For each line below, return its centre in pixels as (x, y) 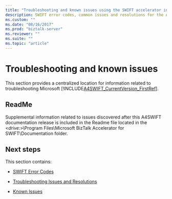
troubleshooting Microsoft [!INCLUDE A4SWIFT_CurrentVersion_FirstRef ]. (82, 88)
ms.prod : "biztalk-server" (34, 29)
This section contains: (29, 162)
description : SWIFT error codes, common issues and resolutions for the (84, 15)
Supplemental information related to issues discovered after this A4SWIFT (83, 117)
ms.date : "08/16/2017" (29, 24)
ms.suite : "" (19, 39)
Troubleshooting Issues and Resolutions (55, 182)
